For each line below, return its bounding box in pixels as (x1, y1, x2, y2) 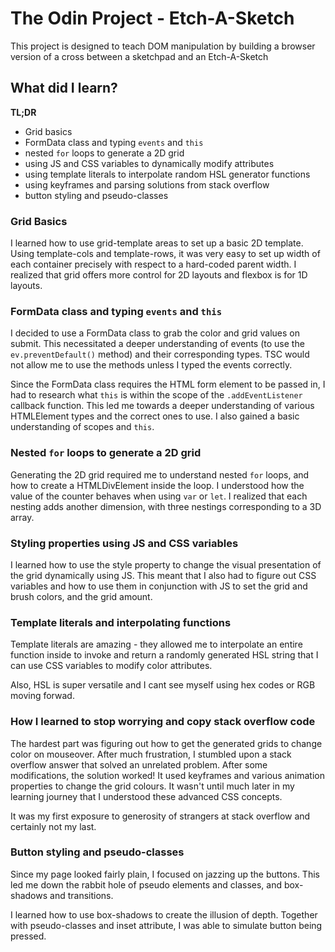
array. (10, 511, 35, 523)
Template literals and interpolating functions (10, 615, 232, 629)
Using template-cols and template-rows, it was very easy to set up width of (10, 248, 321, 260)
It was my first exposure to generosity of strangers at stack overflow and (10, 810, 311, 822)
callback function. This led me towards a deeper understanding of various (10, 400, 315, 412)
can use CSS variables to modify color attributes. (10, 660, 213, 672)
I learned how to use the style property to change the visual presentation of (10, 558, 322, 571)
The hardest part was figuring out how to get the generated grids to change (10, 737, 323, 749)
